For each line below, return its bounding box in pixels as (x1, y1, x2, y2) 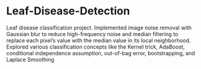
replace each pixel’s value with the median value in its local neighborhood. (6, 37, 191, 44)
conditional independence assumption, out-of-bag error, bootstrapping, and (6, 49, 195, 56)
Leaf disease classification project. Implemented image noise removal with (6, 24, 192, 31)
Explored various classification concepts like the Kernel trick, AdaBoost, (6, 43, 185, 50)
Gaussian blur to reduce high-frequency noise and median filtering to (6, 30, 179, 37)
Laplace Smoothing (6, 56, 54, 63)
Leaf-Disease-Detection (6, 4, 130, 18)
